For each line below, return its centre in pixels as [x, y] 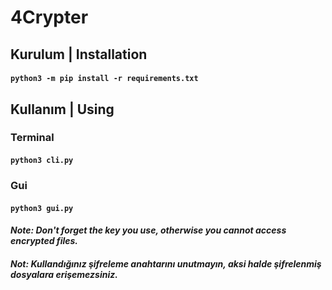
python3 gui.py [42, 208]
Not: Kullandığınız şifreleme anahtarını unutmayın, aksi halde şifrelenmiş [166, 263]
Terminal [32, 138]
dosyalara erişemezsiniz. [64, 274]
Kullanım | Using [62, 109]
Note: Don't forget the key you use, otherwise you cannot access [148, 230]
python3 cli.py [42, 161]
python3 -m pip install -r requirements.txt [104, 79]
